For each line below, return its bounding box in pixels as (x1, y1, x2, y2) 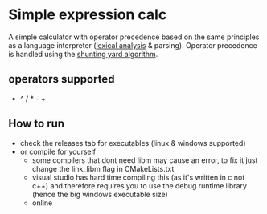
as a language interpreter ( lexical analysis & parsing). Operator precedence (8, 40, 257, 50)
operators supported (8, 72, 115, 86)
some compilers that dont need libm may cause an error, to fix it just (31, 155, 258, 165)
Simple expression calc (8, 6, 167, 24)
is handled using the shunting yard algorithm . (8, 49, 158, 59)
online (31, 198, 53, 208)
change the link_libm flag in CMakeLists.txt (31, 164, 175, 173)
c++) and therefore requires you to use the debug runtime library (31, 180, 248, 190)
